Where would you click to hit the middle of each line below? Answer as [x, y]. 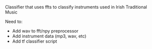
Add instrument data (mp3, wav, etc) [49, 36]
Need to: [14, 22]
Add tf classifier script [35, 41]
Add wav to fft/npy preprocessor [45, 31]
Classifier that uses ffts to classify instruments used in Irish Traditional [76, 7]
